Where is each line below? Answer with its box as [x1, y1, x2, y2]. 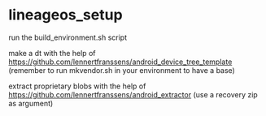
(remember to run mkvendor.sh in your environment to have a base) [8, 65, 236, 75]
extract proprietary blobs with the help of [8, 81, 146, 91]
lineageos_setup [8, 6, 124, 24]
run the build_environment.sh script [8, 32, 128, 42]
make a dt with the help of [8, 48, 96, 58]
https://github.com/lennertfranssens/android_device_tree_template [8, 57, 233, 67]
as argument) [8, 98, 54, 108]
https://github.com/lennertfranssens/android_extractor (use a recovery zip [8, 89, 258, 99]
